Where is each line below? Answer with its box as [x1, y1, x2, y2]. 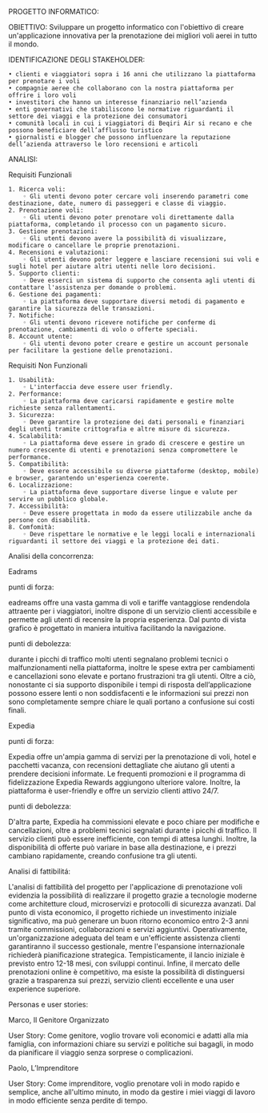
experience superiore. [8, 984, 82, 994]
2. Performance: [8, 390, 62, 398]
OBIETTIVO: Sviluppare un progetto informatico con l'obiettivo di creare [8, 22, 244, 31]
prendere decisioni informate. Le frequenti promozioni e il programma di [8, 769, 246, 778]
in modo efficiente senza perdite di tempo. [8, 1096, 148, 1105]
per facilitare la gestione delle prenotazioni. [8, 347, 174, 355]
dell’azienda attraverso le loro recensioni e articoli [8, 140, 198, 148]
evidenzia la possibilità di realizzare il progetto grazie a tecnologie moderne [8, 890, 258, 900]
